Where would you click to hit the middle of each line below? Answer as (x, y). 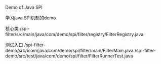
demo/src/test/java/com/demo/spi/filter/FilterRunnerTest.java (69, 56)
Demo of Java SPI (24, 7)
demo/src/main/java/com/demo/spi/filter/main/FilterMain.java (69, 51)
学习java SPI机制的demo (31, 18)
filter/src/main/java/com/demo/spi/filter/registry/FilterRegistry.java (74, 34)
